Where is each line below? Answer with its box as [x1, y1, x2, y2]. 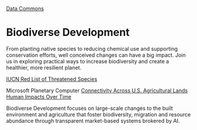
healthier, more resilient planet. [6, 64, 82, 71]
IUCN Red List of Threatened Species [6, 75, 98, 82]
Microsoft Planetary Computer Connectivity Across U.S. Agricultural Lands [6, 87, 188, 94]
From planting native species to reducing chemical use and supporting [6, 45, 178, 52]
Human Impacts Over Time [6, 93, 72, 100]
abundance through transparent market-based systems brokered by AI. [6, 117, 180, 124]
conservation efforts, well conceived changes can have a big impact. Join [6, 51, 186, 58]
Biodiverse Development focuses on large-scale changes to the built [6, 105, 173, 112]
